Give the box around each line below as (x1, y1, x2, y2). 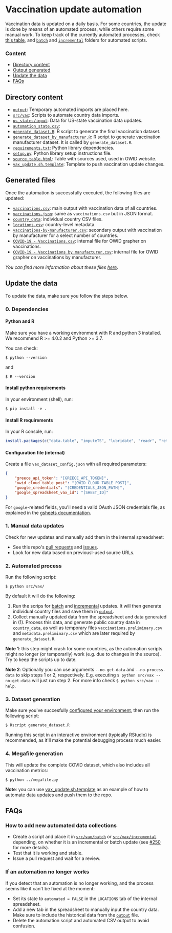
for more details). (12, 845, 50, 851)
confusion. (12, 923, 36, 929)
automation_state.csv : (12, 123, 60, 129)
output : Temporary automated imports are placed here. (12, 106, 129, 113)
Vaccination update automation (5, 4, 142, 15)
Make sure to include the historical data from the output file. (12, 911, 140, 918)
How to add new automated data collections (5, 822, 117, 829)
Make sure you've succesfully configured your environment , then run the (5, 707, 160, 714)
